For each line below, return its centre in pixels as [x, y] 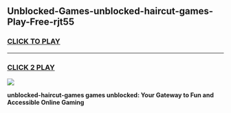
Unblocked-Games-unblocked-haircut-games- [110, 11]
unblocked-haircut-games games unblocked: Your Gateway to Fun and [111, 95]
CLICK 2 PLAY [31, 67]
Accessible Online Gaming [46, 102]
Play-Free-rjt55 [41, 22]
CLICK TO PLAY [34, 42]
